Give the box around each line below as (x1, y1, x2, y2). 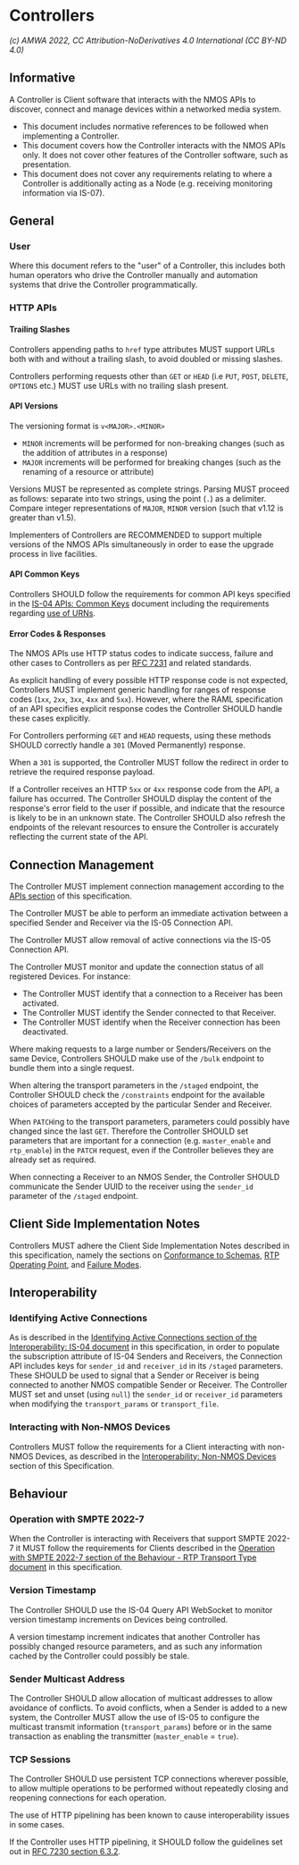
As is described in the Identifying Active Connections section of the (9, 1332, 257, 1343)
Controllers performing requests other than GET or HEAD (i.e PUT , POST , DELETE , (9, 370, 289, 381)
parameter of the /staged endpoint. (9, 1190, 138, 1201)
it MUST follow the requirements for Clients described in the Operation (15, 1543, 275, 1554)
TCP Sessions (9, 1753, 71, 1766)
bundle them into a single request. (9, 1062, 135, 1073)
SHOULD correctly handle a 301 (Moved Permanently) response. (9, 739, 245, 751)
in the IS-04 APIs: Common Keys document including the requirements (9, 598, 270, 609)
